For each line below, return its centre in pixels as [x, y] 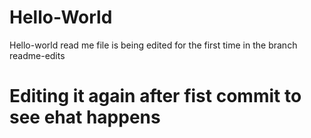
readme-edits [37, 55]
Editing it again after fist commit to [155, 96]
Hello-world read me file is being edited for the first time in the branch [153, 45]
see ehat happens [85, 117]
